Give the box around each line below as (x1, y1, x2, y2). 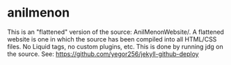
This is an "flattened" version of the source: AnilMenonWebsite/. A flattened (7, 28, 225, 36)
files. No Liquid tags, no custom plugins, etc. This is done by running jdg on (7, 42, 224, 50)
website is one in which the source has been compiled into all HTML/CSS (7, 35, 217, 43)
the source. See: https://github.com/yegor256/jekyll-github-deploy (7, 50, 200, 58)
